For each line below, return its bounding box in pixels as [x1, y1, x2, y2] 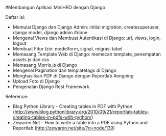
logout [12, 40, 27, 46]
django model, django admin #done [12, 30, 88, 35]
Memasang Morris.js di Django [12, 62, 78, 68]
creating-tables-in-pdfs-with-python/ [12, 114, 92, 120]
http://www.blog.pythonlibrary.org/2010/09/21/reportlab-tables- [14, 109, 149, 115]
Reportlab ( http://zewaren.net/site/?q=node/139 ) [12, 125, 115, 131]
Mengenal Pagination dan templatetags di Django [12, 67, 116, 73]
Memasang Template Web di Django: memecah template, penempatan [12, 51, 161, 57]
